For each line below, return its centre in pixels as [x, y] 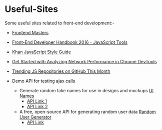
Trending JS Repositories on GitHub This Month [61, 71]
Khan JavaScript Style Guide [41, 52]
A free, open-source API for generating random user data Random [87, 112]
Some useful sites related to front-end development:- [59, 23]
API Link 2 [37, 106]
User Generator [35, 117]
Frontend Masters [30, 32]
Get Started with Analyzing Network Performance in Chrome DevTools [84, 61]
